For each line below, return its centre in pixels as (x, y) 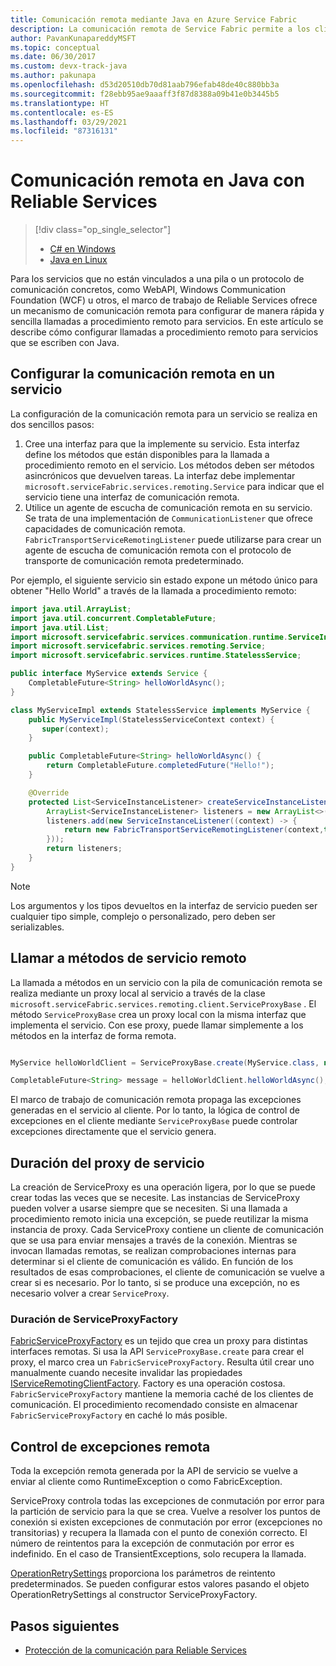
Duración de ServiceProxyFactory (94, 1319)
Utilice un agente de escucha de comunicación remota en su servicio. (168, 507)
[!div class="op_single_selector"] (103, 230)
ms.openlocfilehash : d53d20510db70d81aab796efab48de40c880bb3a (145, 85)
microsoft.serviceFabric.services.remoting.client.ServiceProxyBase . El (163, 1003)
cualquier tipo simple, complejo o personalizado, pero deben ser (143, 916)
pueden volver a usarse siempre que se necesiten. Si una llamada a (149, 1208)
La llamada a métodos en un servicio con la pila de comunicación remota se (166, 982)
